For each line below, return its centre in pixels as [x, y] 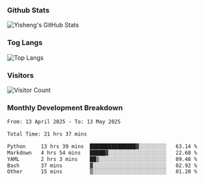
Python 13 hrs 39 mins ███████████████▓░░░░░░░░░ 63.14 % [102, 146]
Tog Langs [25, 43]
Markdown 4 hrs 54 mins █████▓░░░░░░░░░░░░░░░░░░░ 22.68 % [102, 153]
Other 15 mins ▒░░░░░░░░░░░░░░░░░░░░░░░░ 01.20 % [102, 172]
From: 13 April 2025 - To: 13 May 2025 [64, 122]
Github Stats [28, 10]
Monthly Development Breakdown [65, 108]
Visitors [21, 75]
